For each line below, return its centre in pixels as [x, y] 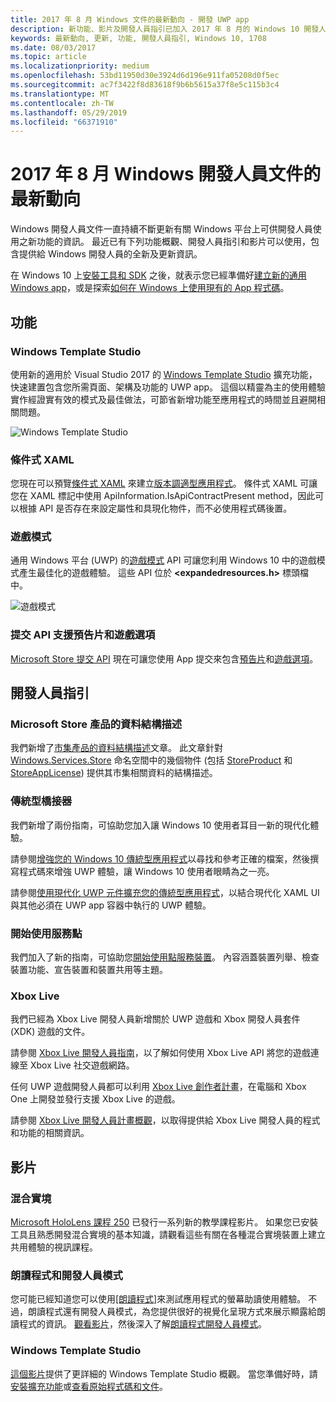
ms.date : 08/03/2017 [53, 47]
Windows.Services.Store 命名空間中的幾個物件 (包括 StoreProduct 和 [151, 760]
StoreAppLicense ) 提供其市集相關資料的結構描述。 [114, 773]
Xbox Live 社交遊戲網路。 [82, 1065]
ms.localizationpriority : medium [80, 66]
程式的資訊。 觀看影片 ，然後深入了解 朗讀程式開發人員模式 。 [142, 1324]
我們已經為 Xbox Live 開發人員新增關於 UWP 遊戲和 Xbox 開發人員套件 [155, 1019]
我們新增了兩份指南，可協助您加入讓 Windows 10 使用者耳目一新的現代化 [160, 825]
